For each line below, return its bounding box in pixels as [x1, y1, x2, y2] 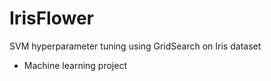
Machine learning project [23, 59, 127, 71]
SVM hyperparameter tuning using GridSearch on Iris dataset [9, 40, 262, 52]
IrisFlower [9, 7, 94, 30]
